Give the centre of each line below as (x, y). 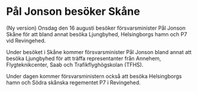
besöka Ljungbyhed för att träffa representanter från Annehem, (84, 58)
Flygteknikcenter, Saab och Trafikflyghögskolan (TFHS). (75, 65)
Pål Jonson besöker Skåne (73, 12)
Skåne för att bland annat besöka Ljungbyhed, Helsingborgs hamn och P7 (97, 34)
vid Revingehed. (26, 40)
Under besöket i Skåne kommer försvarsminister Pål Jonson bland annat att (99, 52)
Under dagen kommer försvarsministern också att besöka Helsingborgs (94, 76)
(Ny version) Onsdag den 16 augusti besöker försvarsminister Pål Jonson (96, 28)
